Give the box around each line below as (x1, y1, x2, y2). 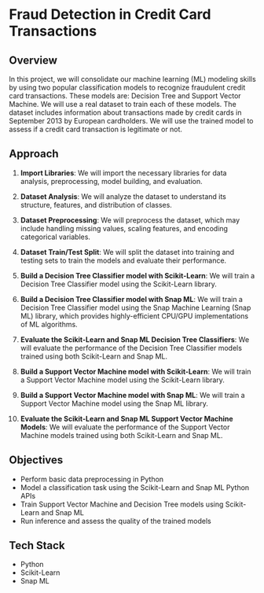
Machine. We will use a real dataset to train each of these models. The (9, 100, 236, 109)
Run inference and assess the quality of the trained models (20, 516, 211, 525)
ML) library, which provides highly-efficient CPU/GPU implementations (20, 311, 249, 320)
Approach (9, 147, 59, 160)
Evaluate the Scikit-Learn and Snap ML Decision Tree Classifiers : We (20, 334, 250, 344)
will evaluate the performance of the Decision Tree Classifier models (20, 343, 243, 352)
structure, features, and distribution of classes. (20, 200, 172, 209)
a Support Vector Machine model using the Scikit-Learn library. (20, 375, 225, 385)
